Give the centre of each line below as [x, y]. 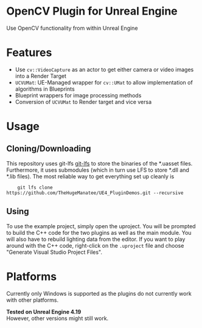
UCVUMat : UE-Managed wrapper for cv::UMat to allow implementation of [104, 82]
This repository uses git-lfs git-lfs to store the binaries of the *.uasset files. [99, 163]
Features [29, 53]
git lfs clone [35, 187]
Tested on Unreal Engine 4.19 [44, 312]
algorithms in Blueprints [45, 89]
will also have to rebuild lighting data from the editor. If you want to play [96, 239]
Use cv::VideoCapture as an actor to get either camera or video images [104, 69]
